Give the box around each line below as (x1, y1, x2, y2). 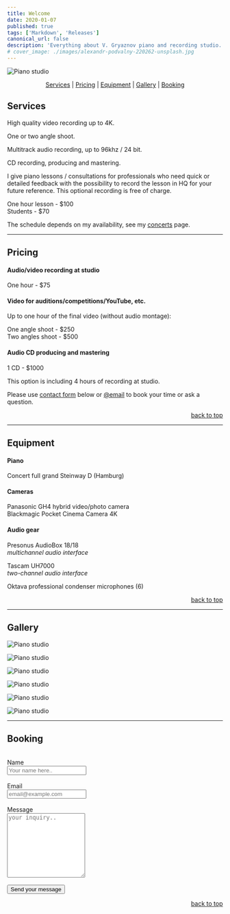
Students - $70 (7, 207, 50, 215)
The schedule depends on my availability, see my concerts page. (7, 220, 190, 229)
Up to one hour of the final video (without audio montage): (7, 312, 172, 320)
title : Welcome (7, 10, 51, 17)
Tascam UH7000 (7, 561, 55, 570)
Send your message (10, 886, 62, 893)
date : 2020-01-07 (7, 16, 57, 23)
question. (7, 398, 34, 406)
